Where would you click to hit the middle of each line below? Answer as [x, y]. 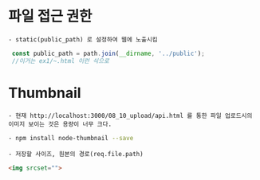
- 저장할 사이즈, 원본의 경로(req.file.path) [76, 154]
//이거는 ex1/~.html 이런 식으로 [61, 61]
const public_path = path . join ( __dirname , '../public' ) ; [108, 53]
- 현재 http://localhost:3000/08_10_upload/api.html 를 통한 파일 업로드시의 [130, 115]
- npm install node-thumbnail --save [71, 138]
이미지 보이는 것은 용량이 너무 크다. [60, 124]
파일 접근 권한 [50, 16]
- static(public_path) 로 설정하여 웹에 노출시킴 [83, 39]
